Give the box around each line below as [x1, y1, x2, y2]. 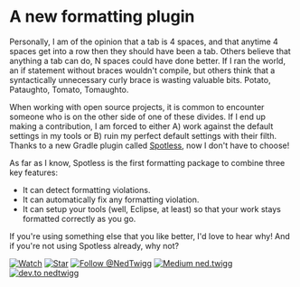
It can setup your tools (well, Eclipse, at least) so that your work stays [22, 203, 282, 214]
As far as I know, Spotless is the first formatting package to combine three [9, 157, 286, 168]
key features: [9, 167, 59, 178]
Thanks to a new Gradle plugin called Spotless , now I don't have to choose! [9, 140, 290, 151]
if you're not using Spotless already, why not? [9, 240, 180, 251]
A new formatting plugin [9, 6, 195, 27]
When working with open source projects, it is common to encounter [9, 101, 265, 112]
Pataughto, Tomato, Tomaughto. [9, 84, 129, 95]
